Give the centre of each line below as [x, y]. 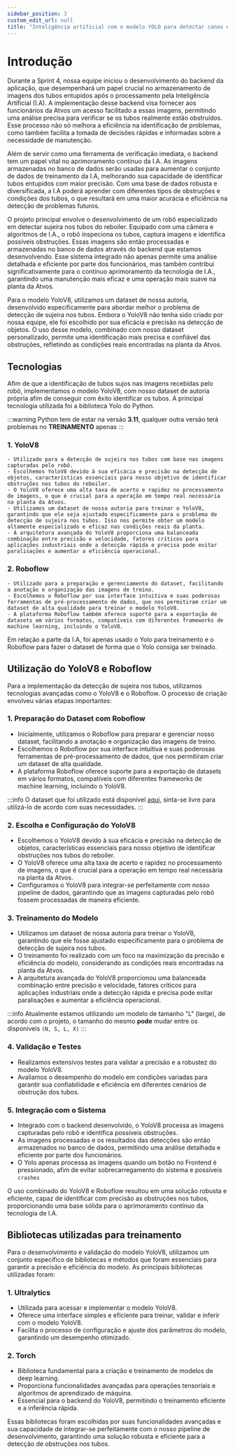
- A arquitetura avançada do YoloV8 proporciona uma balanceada [103, 533]
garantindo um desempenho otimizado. [74, 1337]
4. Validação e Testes [44, 1047]
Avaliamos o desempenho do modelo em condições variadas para [112, 1077]
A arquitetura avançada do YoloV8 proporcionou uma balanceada [112, 978]
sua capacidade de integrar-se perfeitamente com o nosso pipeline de [109, 1429]
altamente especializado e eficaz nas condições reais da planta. [106, 527]
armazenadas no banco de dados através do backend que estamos [104, 249]
